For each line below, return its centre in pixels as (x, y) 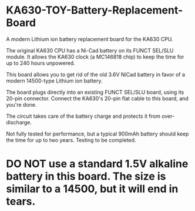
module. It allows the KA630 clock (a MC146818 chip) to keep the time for (95, 57)
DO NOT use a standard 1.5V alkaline (97, 164)
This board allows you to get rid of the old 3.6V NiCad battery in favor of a (96, 74)
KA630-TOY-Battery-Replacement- (95, 10)
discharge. (19, 122)
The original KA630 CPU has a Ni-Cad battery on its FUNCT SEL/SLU (90, 50)
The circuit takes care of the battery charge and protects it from (83, 116)
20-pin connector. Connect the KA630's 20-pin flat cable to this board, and (97, 98)
